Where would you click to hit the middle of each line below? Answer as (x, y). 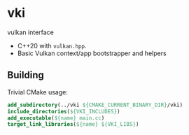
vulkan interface (31, 32)
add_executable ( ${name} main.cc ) (56, 118)
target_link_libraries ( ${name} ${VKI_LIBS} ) (73, 125)
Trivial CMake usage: (38, 92)
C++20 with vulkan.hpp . (52, 45)
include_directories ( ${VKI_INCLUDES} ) (64, 111)
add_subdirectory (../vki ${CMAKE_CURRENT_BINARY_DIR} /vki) (95, 105)
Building (26, 75)
